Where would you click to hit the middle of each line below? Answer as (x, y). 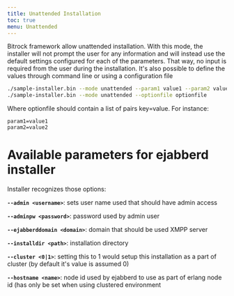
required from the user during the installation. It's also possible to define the (116, 69)
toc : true (22, 20)
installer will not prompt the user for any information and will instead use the (116, 54)
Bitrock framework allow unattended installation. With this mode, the (105, 47)
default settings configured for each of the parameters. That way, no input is (117, 61)
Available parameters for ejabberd (108, 155)
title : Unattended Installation (54, 14)
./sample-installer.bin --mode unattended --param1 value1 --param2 (109, 89)
